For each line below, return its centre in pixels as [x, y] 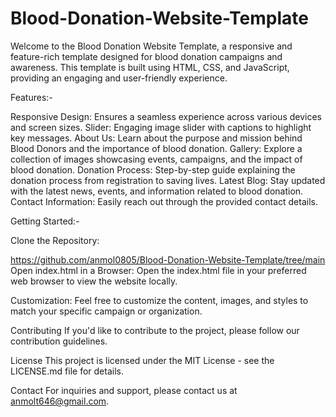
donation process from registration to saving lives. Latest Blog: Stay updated [168, 180]
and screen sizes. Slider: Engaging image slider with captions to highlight [161, 127]
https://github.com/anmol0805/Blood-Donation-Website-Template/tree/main [168, 259]
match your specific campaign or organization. [106, 311]
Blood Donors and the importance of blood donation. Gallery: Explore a [156, 148]
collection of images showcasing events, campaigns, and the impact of [156, 159]
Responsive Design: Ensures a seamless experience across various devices [166, 116]
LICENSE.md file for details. [67, 371]
